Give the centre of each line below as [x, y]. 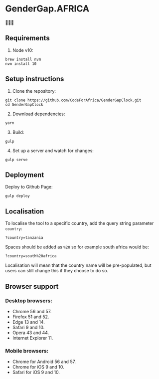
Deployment [25, 175]
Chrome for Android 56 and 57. [44, 362]
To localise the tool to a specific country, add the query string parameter [79, 223]
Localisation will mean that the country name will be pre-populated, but [78, 265]
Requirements [27, 38]
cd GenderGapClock [24, 104]
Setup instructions [35, 79]
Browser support [32, 286]
